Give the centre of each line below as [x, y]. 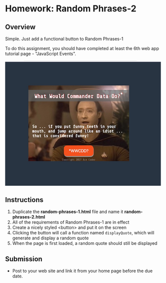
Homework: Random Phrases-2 [71, 9]
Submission [24, 259]
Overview [21, 27]
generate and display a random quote [50, 238]
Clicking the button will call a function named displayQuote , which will [83, 233]
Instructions [24, 199]
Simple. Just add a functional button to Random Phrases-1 [64, 39]
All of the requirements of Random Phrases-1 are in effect [71, 222]
